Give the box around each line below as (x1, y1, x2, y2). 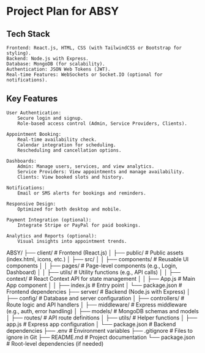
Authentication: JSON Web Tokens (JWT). (6, 66, 111, 72)
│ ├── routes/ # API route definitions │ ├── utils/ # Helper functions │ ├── (6, 314, 198, 321)
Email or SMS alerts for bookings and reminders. (17, 190, 147, 196)
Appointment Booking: (6, 131, 62, 137)
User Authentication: (6, 110, 62, 116)
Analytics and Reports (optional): (6, 232, 97, 239)
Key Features (6, 94, 58, 104)
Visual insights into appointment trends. (17, 238, 127, 244)
